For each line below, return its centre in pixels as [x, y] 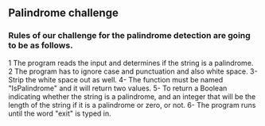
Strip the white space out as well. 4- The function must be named [116, 79]
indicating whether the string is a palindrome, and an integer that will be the [132, 96]
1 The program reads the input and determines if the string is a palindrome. [131, 63]
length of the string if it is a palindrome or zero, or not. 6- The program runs [132, 105]
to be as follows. [41, 45]
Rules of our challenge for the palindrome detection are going [129, 36]
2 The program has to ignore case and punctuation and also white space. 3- [133, 71]
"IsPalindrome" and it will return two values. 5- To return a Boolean [118, 88]
